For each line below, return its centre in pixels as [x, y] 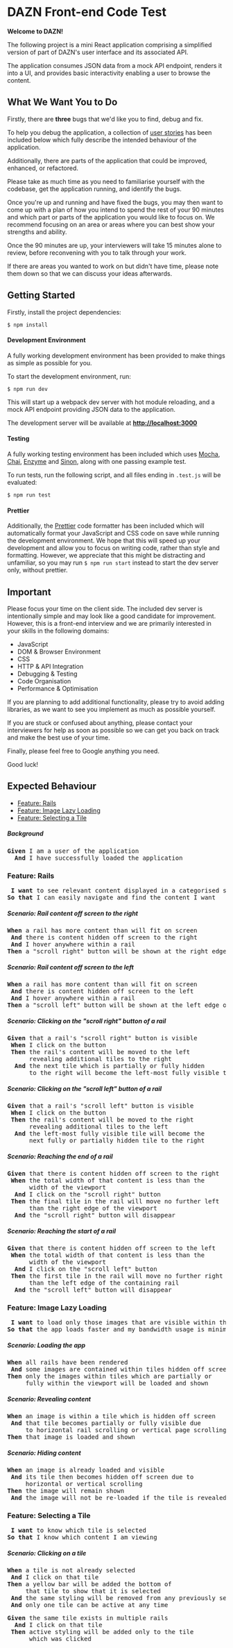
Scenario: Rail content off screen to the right [73, 913]
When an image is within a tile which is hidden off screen [112, 1416]
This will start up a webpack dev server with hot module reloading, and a [111, 402]
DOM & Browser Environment [59, 651]
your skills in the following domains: [58, 631]
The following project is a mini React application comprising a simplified [110, 44]
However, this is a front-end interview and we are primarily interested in [109, 623]
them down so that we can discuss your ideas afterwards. [90, 273]
